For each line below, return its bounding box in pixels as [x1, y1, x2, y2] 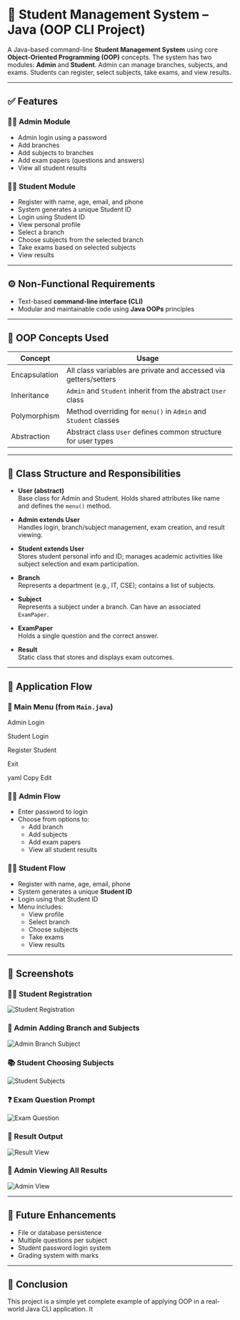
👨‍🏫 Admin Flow [7, 791, 61, 801]
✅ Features [7, 96, 59, 108]
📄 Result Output [7, 1131, 64, 1141]
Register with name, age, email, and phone [17, 197, 144, 206]
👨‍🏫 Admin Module [7, 117, 71, 127]
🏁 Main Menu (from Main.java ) [7, 701, 114, 711]
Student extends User [17, 544, 84, 553]
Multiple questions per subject [17, 1236, 108, 1244]
